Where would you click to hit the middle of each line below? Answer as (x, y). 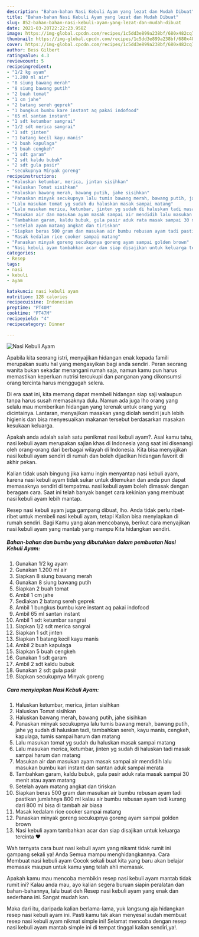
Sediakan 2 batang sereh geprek (55, 601)
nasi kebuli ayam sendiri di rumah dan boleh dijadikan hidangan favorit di (95, 456)
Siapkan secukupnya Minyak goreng (59, 676)
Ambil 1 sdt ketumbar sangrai (50, 620)
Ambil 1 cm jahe (34, 595)
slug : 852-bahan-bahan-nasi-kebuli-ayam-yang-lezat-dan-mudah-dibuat (94, 22)
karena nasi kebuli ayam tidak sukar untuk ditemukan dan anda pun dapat (96, 479)
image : (15, 34)
